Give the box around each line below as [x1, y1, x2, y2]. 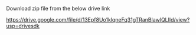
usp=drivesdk [6, 23, 40, 29]
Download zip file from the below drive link [6, 5, 110, 12]
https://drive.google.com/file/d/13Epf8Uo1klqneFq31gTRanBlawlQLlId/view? [6, 16, 190, 23]
